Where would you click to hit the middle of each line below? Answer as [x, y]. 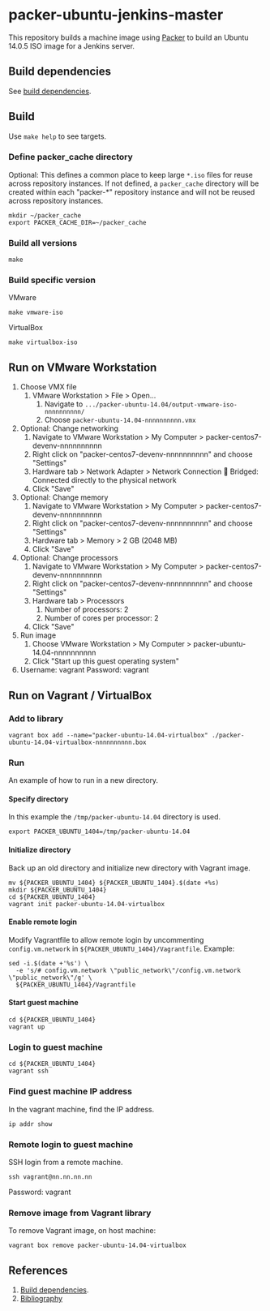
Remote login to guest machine [71, 1144]
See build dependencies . [50, 91]
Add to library [36, 718]
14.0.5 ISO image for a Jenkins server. [72, 45]
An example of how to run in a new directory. [84, 780]
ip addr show [30, 1124]
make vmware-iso [36, 313]
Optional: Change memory [64, 497]
